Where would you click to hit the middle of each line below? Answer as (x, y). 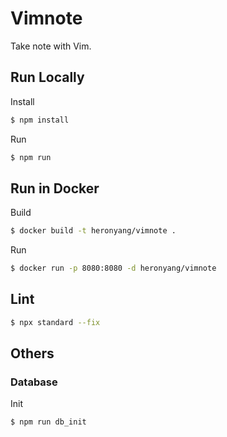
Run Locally (47, 77)
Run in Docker (55, 188)
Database (34, 382)
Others (32, 353)
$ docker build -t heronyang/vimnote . (93, 231)
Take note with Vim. (51, 46)
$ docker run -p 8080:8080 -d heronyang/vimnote (113, 268)
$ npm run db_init (48, 422)
